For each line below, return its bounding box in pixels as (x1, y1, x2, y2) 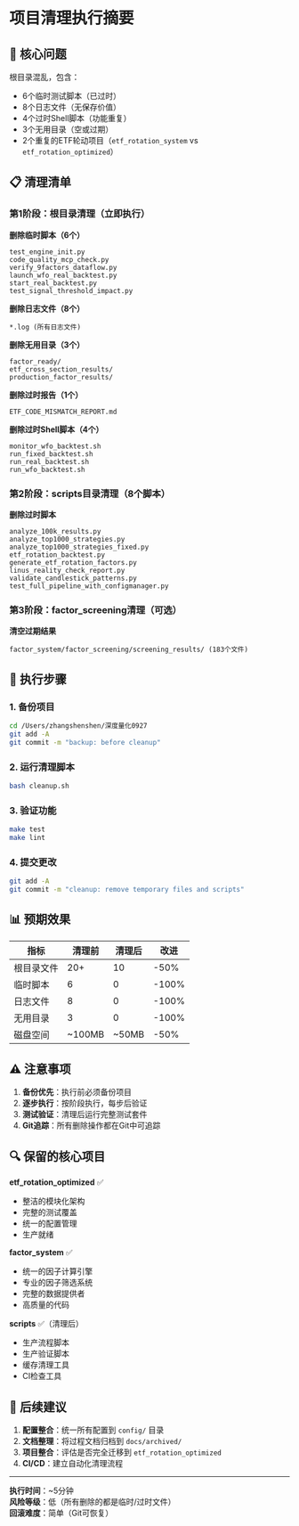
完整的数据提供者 (21, 1288, 85, 1299)
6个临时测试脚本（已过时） (21, 91, 122, 101)
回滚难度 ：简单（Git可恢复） (9, 1507, 114, 1519)
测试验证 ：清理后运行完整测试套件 (21, 1109, 148, 1120)
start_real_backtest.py (9, 278, 98, 288)
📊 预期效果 (9, 912, 71, 927)
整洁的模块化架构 (21, 1196, 85, 1207)
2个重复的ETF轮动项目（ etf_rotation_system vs (21, 135, 198, 145)
